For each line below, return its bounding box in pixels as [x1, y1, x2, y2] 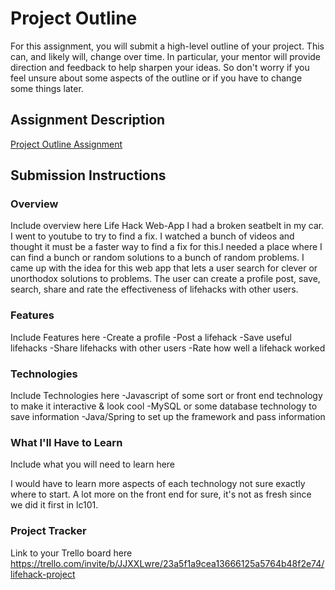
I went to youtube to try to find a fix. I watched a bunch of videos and [10, 230, 295, 242]
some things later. [10, 82, 84, 94]
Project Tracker [10, 524, 87, 538]
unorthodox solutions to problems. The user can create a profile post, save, [10, 273, 321, 285]
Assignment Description [10, 112, 166, 129]
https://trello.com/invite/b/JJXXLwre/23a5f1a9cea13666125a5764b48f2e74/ [10, 557, 325, 569]
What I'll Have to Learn [10, 435, 123, 449]
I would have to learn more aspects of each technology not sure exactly [10, 478, 306, 490]
